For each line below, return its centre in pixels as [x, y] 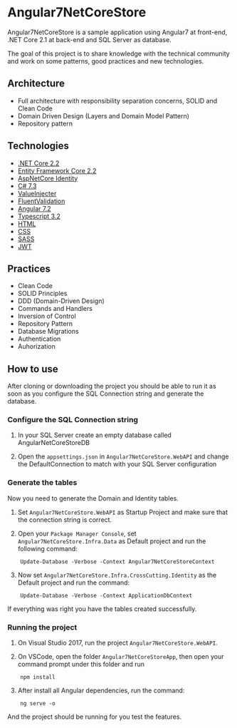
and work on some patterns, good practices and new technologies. [106, 61]
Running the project [42, 627]
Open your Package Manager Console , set [77, 533]
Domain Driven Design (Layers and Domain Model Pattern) [104, 116]
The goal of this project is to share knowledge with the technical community [118, 53]
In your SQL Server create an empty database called [95, 435]
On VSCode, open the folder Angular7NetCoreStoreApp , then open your [121, 657]
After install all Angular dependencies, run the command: [101, 691]
